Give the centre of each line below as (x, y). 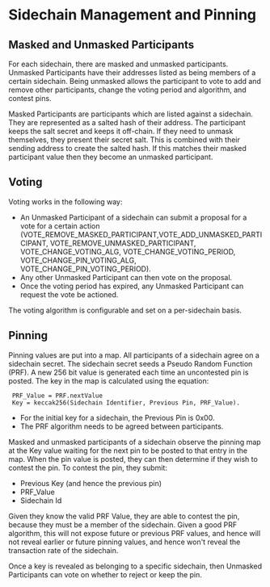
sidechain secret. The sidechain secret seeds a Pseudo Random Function (131, 363)
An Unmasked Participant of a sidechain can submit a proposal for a (133, 217)
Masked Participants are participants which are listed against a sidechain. (131, 114)
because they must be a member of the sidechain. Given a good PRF (123, 524)
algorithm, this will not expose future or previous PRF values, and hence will (135, 533)
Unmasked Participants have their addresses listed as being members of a (132, 73)
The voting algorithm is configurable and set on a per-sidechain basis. (125, 310)
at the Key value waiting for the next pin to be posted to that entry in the (128, 451)
